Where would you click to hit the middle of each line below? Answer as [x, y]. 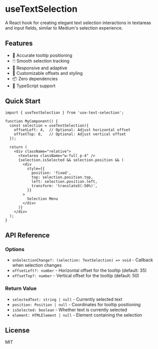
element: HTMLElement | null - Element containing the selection [77, 315]
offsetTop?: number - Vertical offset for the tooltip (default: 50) [76, 276]
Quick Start [23, 101]
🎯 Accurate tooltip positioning [42, 55]
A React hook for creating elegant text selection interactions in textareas [78, 23]
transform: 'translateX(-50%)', [64, 186]
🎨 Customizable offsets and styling [47, 73]
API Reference [27, 235]
